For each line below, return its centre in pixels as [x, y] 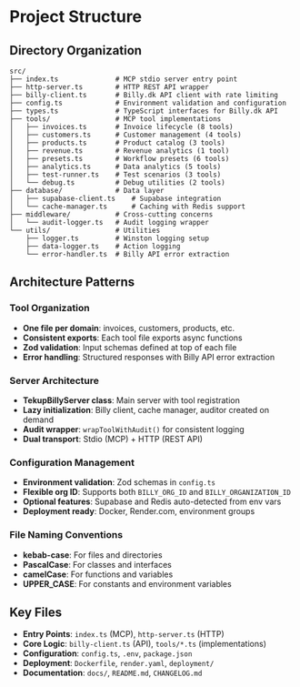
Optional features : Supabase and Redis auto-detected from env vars [152, 501]
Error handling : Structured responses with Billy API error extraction [149, 357]
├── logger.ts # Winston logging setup [117, 238]
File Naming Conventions [66, 535]
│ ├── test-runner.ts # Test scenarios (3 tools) [115, 175]
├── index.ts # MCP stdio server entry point [124, 79]
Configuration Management [72, 462]
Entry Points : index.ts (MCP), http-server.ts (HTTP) [123, 634]
